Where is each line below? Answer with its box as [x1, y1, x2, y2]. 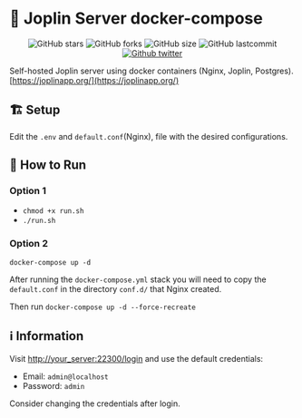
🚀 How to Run [9, 158, 87, 173]
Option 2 [9, 238, 48, 250]
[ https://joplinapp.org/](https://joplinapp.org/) [9, 74, 180, 85]
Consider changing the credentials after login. [9, 398, 180, 409]
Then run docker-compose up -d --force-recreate [9, 301, 197, 312]
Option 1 [9, 185, 47, 198]
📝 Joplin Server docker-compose [9, 8, 263, 29]
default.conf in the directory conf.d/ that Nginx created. [9, 283, 222, 294]
